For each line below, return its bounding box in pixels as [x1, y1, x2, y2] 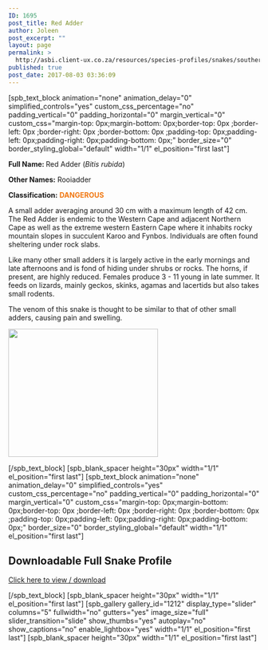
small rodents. [8, 289, 55, 298]
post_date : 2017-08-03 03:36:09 [8, 71, 116, 79]
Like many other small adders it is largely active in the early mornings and [8, 254, 250, 264]
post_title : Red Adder [8, 19, 84, 27]
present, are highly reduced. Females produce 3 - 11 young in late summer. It [8, 272, 260, 282]
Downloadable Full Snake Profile [8, 554, 172, 568]
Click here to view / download [8, 575, 106, 585]
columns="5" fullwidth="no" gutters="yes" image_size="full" [8, 608, 209, 617]
